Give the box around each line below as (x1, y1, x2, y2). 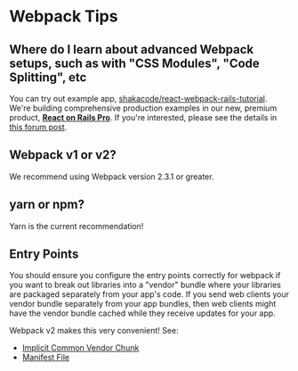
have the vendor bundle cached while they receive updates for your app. (9, 308, 276, 318)
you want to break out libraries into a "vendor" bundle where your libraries (9, 279, 282, 291)
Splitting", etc (9, 70, 87, 85)
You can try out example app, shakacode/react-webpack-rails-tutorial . (9, 94, 268, 103)
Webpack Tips (9, 6, 118, 27)
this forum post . (9, 122, 68, 132)
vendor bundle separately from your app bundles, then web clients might (9, 299, 277, 309)
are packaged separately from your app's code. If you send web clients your (9, 289, 290, 300)
